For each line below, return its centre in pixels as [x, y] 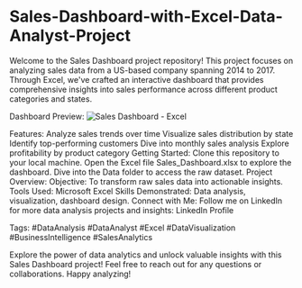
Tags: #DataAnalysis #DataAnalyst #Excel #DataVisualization [123, 228]
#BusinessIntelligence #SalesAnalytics [81, 237]
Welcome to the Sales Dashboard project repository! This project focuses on [151, 60]
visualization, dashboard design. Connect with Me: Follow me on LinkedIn [146, 201]
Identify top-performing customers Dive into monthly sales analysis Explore [150, 143]
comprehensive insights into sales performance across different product [143, 89]
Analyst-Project [70, 36]
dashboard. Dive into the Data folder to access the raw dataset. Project [141, 172]
